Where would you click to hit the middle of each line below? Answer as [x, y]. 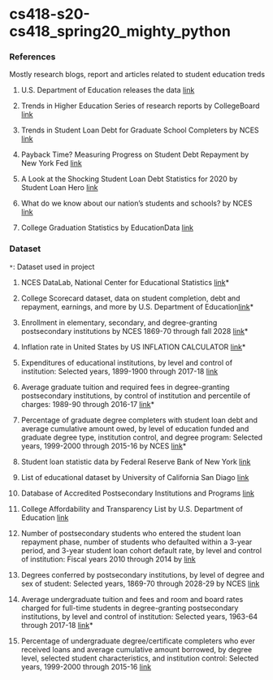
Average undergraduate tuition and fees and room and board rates [132, 599]
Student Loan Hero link [59, 188]
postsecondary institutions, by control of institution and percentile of [136, 396]
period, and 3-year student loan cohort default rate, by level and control [141, 550]
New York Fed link [51, 163]
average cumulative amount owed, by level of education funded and [135, 428]
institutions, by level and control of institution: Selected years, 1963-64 [139, 616]
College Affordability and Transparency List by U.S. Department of [132, 509]
